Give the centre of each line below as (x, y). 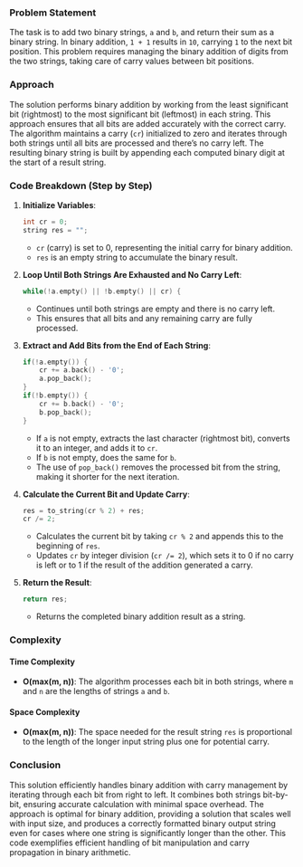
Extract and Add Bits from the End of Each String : (116, 345)
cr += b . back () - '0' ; (82, 404)
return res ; (45, 599)
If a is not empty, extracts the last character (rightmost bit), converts (163, 438)
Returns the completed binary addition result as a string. (141, 616)
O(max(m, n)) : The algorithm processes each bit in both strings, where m (158, 681)
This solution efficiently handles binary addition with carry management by (149, 785)
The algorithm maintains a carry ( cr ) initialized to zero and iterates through (148, 133)
